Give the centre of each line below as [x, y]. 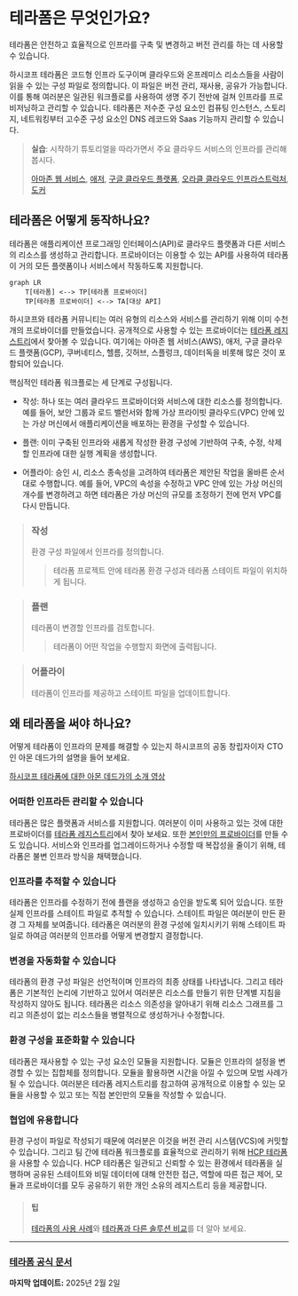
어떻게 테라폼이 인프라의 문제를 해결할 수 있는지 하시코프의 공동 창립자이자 [137, 747]
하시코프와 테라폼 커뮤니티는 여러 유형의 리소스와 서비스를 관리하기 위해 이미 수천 [149, 319]
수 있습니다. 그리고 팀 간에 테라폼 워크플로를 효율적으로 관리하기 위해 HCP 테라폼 [149, 1151]
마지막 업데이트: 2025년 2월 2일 [65, 1283]
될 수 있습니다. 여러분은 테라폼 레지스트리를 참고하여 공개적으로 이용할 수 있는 [143, 1083]
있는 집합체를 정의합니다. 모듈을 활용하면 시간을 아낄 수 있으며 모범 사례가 [161, 1072]
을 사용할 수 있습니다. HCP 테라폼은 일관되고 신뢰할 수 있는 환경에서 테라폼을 [141, 1163]
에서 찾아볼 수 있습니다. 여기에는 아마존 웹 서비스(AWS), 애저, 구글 [145, 341]
